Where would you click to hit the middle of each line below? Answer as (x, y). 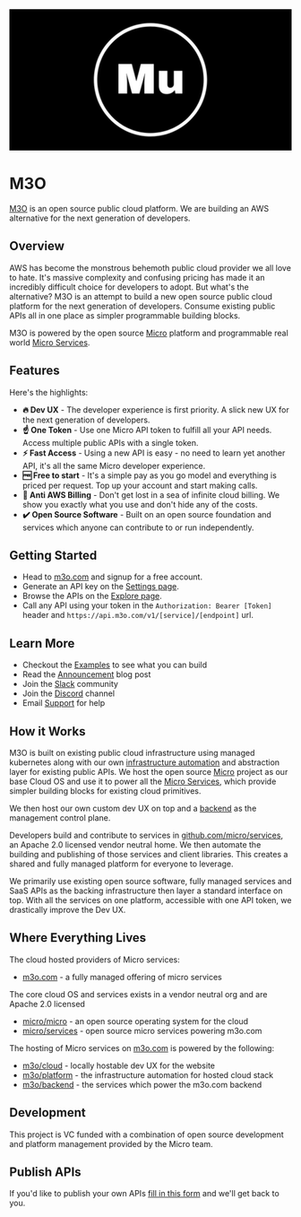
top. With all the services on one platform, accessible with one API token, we (150, 900)
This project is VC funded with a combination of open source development (146, 1134)
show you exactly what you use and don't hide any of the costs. (140, 504)
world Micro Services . (50, 342)
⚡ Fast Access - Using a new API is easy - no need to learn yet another (154, 453)
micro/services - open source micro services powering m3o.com (142, 1030)
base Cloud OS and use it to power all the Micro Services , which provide (143, 781)
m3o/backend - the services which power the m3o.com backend (142, 1084)
